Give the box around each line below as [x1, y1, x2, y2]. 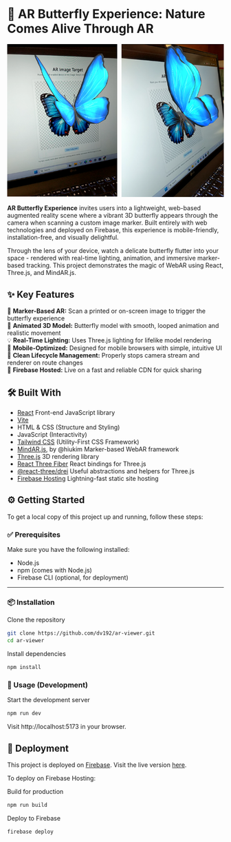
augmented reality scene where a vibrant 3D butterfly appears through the [7, 212, 219, 220]
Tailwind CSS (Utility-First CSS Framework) [16, 438, 140, 446]
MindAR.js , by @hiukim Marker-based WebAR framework [16, 445, 179, 453]
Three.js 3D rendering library [16, 453, 100, 461]
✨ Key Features [7, 289, 74, 300]
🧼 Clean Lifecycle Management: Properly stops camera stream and [7, 351, 200, 360]
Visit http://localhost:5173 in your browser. [7, 723, 126, 731]
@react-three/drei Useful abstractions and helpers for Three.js [16, 467, 195, 475]
